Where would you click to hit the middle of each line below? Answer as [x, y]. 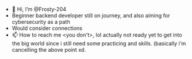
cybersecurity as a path [41, 22]
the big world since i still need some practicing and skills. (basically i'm [99, 44]
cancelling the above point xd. [49, 50]
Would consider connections [47, 28]
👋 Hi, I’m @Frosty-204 [39, 9]
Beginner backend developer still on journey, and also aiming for [91, 15]
